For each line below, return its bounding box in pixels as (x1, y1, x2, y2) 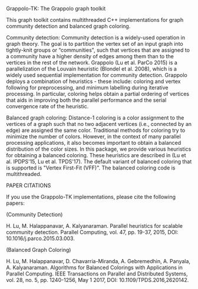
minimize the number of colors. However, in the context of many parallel (6, 133, 181, 140)
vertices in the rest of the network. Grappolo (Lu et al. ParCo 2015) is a (6, 59, 178, 66)
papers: (6, 200, 25, 207)
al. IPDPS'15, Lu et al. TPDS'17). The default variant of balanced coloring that (6, 158, 192, 165)
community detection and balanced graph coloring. (6, 23, 131, 29)
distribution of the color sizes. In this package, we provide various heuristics (6, 145, 192, 152)
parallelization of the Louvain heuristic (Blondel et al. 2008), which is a (6, 65, 177, 72)
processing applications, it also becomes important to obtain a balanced (6, 139, 181, 146)
